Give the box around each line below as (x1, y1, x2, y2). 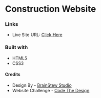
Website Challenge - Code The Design (12, 87, 90, 93)
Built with (5, 44, 28, 51)
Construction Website (5, 3, 96, 15)
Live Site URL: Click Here (12, 32, 62, 38)
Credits (5, 72, 20, 78)
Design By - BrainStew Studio (12, 82, 72, 88)
